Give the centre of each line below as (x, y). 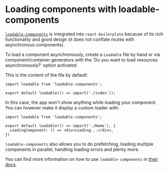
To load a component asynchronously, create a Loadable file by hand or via (82, 54)
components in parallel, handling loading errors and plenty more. (72, 149)
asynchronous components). (35, 44)
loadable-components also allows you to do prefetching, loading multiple (79, 144)
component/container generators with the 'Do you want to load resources (81, 60)
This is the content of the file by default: (47, 75)
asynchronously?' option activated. (41, 65)
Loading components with (61, 9)
